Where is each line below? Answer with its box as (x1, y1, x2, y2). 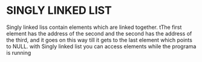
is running (6, 49, 31, 56)
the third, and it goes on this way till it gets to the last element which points (6, 36, 192, 43)
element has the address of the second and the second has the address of (6, 29, 192, 37)
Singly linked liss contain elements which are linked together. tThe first (6, 23, 182, 31)
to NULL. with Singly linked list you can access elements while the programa (6, 43, 197, 50)
